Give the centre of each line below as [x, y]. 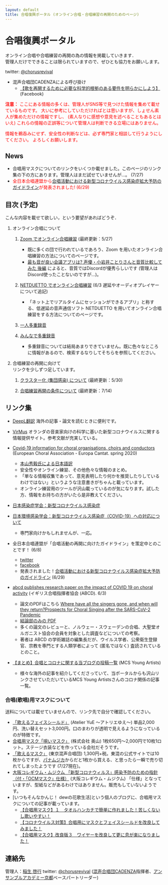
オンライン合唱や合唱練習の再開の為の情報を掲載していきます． [71, 55]
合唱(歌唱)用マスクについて [38, 699]
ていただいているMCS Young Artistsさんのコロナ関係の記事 [98, 679]
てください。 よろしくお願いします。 [43, 140]
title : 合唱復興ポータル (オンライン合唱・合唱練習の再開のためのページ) [72, 14]
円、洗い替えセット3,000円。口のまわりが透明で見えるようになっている [86, 728]
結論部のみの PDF [38, 620]
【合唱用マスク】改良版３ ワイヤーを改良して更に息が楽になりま [88, 835]
